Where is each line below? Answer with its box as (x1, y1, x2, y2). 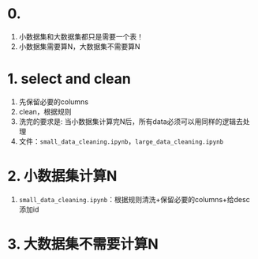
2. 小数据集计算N (7, 167, 118, 186)
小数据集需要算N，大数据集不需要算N (18, 41, 140, 51)
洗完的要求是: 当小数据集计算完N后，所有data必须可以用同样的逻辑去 (18, 116, 244, 126)
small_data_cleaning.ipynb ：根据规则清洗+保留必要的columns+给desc (18, 194, 250, 204)
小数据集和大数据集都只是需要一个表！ (18, 32, 144, 41)
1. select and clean (7, 70, 131, 88)
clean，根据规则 (18, 107, 72, 116)
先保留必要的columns (18, 96, 88, 107)
